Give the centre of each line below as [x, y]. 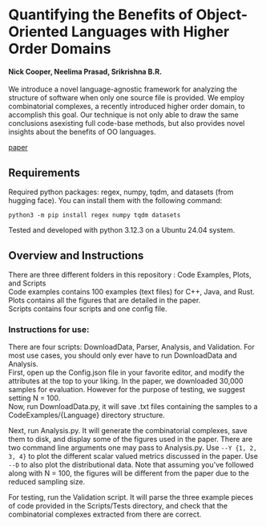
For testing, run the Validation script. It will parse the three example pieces [131, 497]
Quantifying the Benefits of [101, 15]
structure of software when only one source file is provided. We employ [127, 98]
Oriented [38, 32]
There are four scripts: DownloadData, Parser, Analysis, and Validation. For [131, 347]
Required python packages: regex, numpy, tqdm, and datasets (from [121, 192]
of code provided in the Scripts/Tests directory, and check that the [118, 506]
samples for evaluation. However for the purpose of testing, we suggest [127, 390]
